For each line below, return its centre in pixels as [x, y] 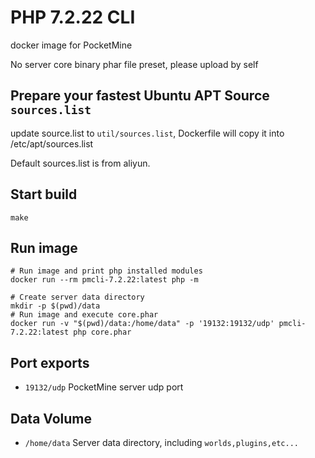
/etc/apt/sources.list [52, 143]
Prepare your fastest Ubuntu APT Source [140, 96]
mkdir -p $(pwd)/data [55, 306]
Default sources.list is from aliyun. [80, 163]
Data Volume [51, 418]
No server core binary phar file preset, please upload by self [134, 64]
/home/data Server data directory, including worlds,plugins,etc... [161, 442]
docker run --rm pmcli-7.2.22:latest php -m [104, 280]
